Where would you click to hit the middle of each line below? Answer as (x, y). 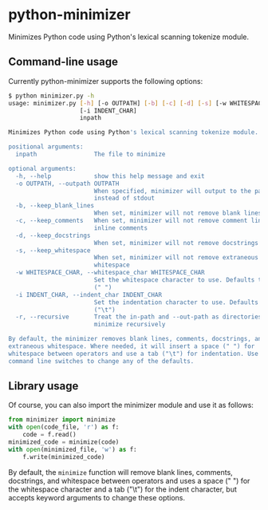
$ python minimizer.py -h (51, 96)
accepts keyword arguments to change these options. (97, 497)
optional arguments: (43, 168)
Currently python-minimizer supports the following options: (106, 81)
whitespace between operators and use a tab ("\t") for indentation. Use (134, 354)
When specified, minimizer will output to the (172, 191)
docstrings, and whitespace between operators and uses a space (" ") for (129, 480)
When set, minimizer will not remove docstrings (176, 243)
